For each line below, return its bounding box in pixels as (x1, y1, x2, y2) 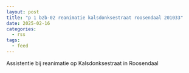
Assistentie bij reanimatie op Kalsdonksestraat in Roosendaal (6, 59, 159, 67)
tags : (6, 37, 20, 43)
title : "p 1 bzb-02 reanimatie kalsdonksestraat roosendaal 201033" (6, 15, 184, 21)
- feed (12, 43, 29, 49)
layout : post (6, 9, 40, 15)
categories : (6, 26, 36, 32)
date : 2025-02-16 (6, 20, 50, 26)
